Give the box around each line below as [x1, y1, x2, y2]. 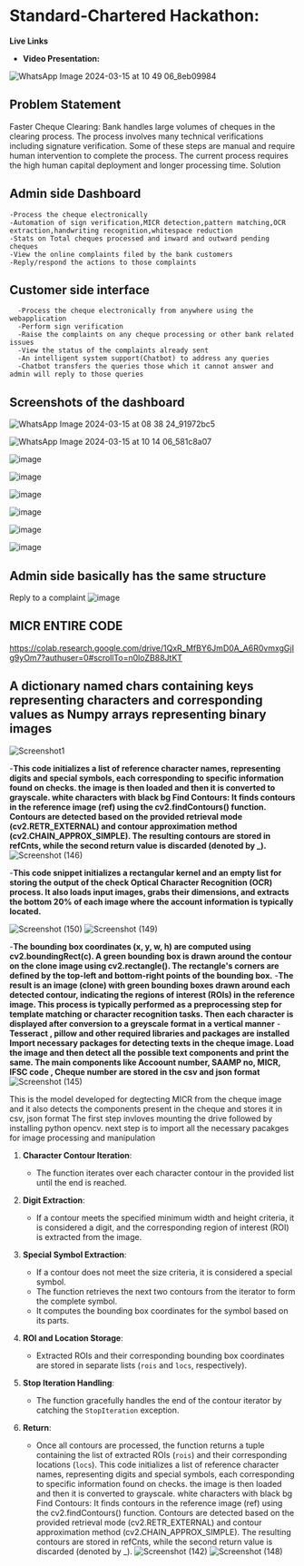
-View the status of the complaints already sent [17, 346, 209, 355]
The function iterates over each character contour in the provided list [35, 1167, 295, 1178]
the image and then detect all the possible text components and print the [9, 1047, 289, 1058]
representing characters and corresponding [9, 693, 263, 708]
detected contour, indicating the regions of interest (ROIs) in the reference [9, 989, 295, 1000]
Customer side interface [9, 282, 150, 298]
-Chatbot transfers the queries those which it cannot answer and [17, 362, 274, 371]
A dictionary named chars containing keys [9, 678, 254, 694]
